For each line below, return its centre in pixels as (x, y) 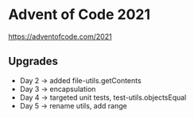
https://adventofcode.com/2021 (60, 36)
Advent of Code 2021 (80, 15)
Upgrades (33, 61)
